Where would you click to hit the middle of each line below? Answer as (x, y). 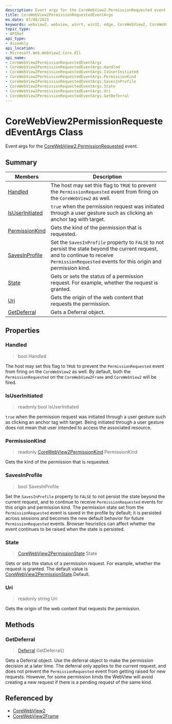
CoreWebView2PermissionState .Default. (48, 574)
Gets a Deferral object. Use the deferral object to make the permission (79, 660)
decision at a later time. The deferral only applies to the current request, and (86, 666)
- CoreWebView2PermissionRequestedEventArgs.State (60, 86)
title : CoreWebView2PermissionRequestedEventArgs (59, 15)
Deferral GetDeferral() (41, 650)
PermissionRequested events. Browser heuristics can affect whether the (80, 524)
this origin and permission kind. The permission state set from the (75, 507)
